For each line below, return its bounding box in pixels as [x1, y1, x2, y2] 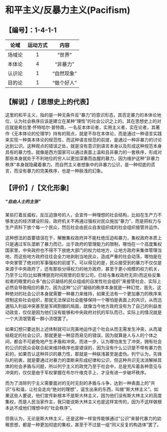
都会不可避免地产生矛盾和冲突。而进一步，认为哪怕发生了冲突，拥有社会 [13, 339, 162, 345]
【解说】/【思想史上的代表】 [5, 98, 93, 106]
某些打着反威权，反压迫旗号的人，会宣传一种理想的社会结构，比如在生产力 [5, 212, 158, 218]
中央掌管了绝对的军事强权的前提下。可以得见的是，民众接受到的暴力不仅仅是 [5, 260, 162, 266]
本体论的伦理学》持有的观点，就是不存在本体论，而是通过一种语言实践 [18, 130, 162, 137]
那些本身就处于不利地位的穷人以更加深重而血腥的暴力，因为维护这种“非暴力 [5, 155, 160, 161]
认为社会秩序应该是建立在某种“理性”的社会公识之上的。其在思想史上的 [13, 118, 158, 124]
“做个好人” [52, 79, 77, 86]
